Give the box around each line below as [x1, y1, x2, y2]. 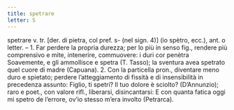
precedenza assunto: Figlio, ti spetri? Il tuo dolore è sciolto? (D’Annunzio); [7, 80, 219, 88]
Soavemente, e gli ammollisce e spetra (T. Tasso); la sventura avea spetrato [7, 58, 226, 66]
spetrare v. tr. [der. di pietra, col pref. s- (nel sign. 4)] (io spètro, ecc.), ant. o [7, 36, 226, 44]
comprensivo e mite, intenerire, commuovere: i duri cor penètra [7, 50, 190, 59]
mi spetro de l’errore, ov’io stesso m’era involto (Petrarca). [7, 95, 175, 103]
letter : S [7, 17, 36, 24]
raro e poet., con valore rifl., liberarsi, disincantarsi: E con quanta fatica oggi [7, 88, 226, 96]
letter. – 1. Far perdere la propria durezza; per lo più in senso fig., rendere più [7, 43, 228, 52]
